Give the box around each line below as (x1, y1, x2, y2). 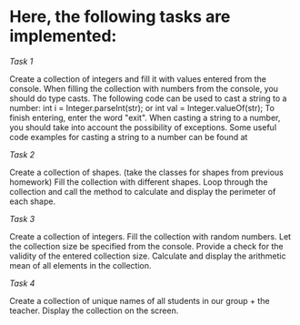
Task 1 (9, 56, 34, 66)
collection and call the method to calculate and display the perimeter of (9, 186, 276, 197)
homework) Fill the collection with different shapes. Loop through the (9, 176, 268, 188)
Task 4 (9, 278, 35, 289)
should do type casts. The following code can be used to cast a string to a (9, 93, 287, 104)
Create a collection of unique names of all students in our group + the (9, 295, 270, 306)
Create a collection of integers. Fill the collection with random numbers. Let (9, 230, 292, 242)
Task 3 (9, 213, 35, 224)
